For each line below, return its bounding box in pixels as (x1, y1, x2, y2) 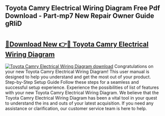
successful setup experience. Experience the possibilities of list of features (5, 84, 159, 90)
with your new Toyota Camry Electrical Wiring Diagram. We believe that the (5, 90, 159, 96)
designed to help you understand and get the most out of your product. (5, 74, 151, 80)
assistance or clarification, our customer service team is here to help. (5, 106, 147, 111)
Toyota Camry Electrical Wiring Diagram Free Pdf (5, 4, 161, 12)
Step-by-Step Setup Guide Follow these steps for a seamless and (5, 79, 139, 85)
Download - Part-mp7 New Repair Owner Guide (5, 12, 155, 20)
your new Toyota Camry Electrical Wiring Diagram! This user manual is (5, 69, 150, 74)
